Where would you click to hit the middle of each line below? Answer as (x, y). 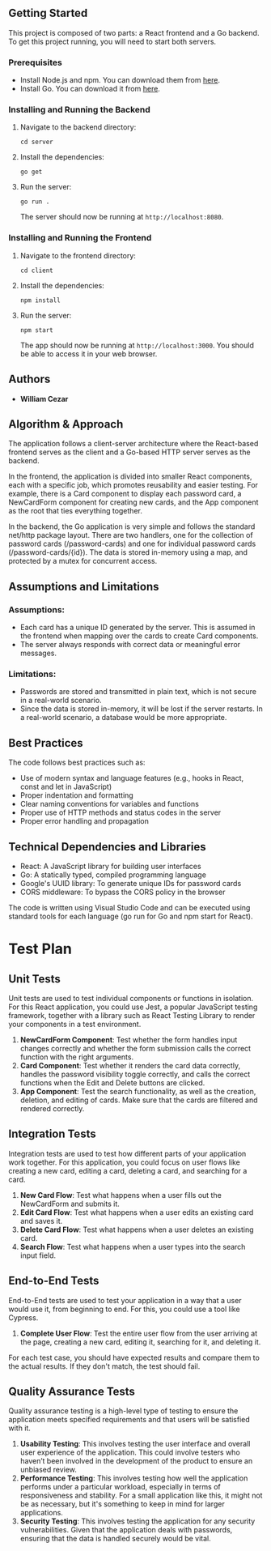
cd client (37, 271)
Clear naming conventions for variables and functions (110, 804)
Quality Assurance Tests (72, 1391)
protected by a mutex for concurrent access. (83, 561)
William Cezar (44, 398)
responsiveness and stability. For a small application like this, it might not (141, 1496)
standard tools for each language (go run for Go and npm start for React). (131, 916)
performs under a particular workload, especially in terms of (120, 1487)
